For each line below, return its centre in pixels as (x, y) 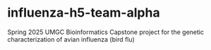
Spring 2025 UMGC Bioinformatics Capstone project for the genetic (106, 32)
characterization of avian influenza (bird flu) (71, 39)
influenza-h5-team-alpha (84, 13)
